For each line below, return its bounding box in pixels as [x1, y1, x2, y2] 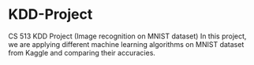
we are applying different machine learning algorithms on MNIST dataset [8, 39, 245, 49]
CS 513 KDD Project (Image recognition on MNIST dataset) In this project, [8, 31, 247, 41]
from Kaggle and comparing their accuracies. [8, 48, 156, 57]
